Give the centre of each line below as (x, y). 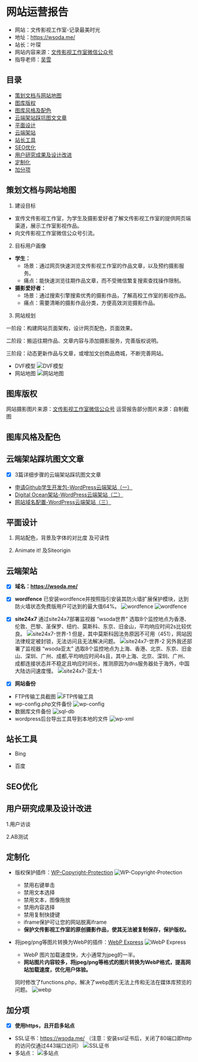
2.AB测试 (17, 836)
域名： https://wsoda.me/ (46, 587)
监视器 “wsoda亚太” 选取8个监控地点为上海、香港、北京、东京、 (103, 649)
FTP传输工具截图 (35, 696)
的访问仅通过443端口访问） (48, 1046)
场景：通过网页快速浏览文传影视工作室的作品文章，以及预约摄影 (101, 265)
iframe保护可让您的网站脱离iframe (65, 922)
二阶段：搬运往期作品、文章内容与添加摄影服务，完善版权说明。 (84, 340)
